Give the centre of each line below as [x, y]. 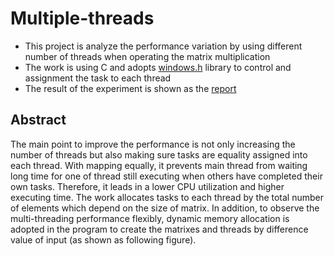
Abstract [38, 120]
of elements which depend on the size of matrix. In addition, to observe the [165, 208]
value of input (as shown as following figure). [103, 239]
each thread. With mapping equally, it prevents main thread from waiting [159, 165]
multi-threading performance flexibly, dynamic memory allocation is [150, 218]
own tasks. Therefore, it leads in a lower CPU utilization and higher [147, 186]
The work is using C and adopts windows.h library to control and [158, 67]
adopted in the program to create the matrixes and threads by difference [159, 229]
